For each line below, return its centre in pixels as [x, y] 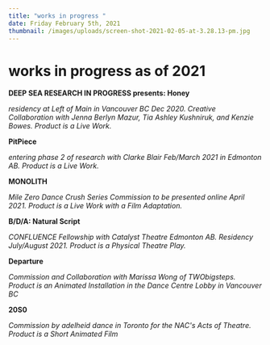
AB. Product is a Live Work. [54, 166]
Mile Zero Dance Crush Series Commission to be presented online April [127, 197]
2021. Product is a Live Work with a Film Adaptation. [96, 206]
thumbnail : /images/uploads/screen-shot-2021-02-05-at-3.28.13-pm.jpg [129, 31]
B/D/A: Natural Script [44, 221]
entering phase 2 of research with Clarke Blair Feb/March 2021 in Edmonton [135, 158]
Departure [26, 261]
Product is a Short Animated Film [63, 334]
